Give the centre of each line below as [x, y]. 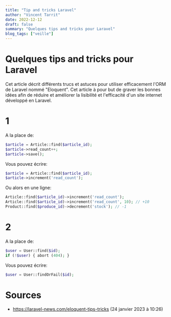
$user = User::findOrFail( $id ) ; [40, 275]
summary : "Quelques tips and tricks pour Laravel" [60, 29]
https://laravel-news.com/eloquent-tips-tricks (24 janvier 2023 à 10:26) [88, 309]
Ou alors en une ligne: [29, 188]
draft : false [19, 24]
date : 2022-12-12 [24, 19]
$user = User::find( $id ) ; [33, 251]
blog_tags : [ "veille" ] [29, 34]
